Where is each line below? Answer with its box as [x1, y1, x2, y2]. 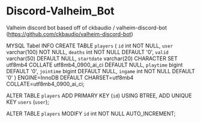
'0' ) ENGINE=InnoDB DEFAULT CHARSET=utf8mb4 [6, 74, 134, 81]
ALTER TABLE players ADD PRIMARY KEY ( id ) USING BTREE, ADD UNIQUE [6, 92, 192, 99]
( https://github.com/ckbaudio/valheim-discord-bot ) [6, 30, 134, 37]
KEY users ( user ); [6, 98, 50, 106]
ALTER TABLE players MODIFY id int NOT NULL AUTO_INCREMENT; [6, 110, 176, 117]
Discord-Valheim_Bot [6, 4, 115, 18]
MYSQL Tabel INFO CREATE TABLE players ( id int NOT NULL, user [6, 42, 173, 49]
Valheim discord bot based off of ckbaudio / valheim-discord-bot [6, 24, 167, 31]
